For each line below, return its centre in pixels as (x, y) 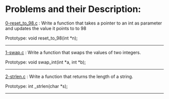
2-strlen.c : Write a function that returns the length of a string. (69, 76)
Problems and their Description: (73, 9)
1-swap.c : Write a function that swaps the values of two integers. (73, 52)
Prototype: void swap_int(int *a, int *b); (46, 62)
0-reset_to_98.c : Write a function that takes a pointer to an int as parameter (84, 23)
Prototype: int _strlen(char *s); (36, 86)
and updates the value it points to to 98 (46, 28)
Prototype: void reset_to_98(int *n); (41, 38)
